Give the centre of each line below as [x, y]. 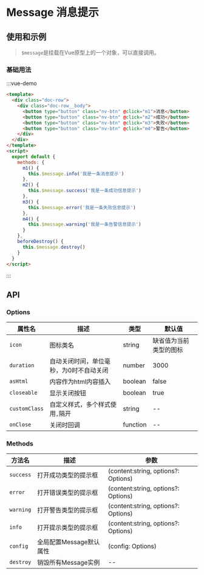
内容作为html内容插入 [80, 382]
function [135, 425]
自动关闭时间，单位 [77, 361]
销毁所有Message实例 [69, 563]
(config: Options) [132, 546]
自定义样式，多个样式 [80, 405]
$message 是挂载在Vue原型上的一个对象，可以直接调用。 [90, 53]
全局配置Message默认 [69, 542]
